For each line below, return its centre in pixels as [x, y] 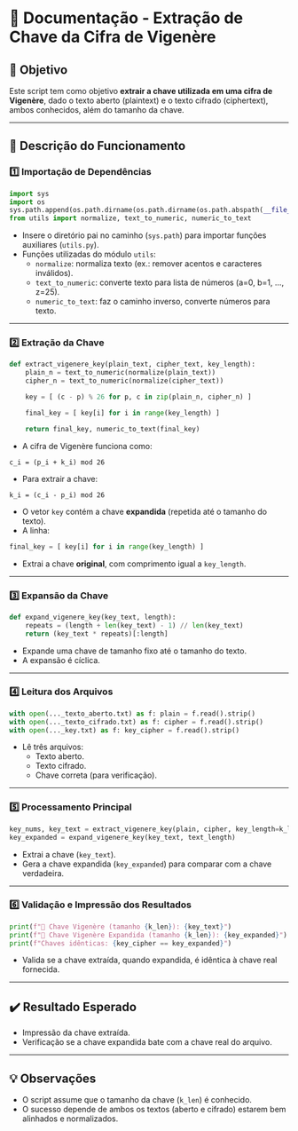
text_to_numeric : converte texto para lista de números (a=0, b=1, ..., [160, 282]
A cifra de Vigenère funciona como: [87, 446]
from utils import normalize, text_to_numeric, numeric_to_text [130, 218]
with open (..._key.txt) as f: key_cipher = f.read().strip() [125, 730]
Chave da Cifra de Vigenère [113, 37]
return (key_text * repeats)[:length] [97, 634]
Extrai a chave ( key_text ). [69, 854]
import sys [29, 194]
